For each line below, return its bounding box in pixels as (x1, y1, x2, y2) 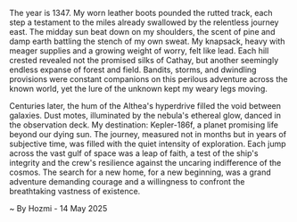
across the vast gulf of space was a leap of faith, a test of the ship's (9, 148, 259, 159)
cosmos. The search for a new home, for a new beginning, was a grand (9, 167, 272, 177)
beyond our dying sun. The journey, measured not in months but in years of (9, 129, 287, 139)
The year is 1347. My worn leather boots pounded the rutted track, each (9, 8, 274, 18)
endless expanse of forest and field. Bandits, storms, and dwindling (9, 64, 257, 75)
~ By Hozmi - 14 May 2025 (9, 203, 108, 213)
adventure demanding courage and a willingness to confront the (9, 177, 245, 186)
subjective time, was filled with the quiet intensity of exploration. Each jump (9, 138, 287, 149)
